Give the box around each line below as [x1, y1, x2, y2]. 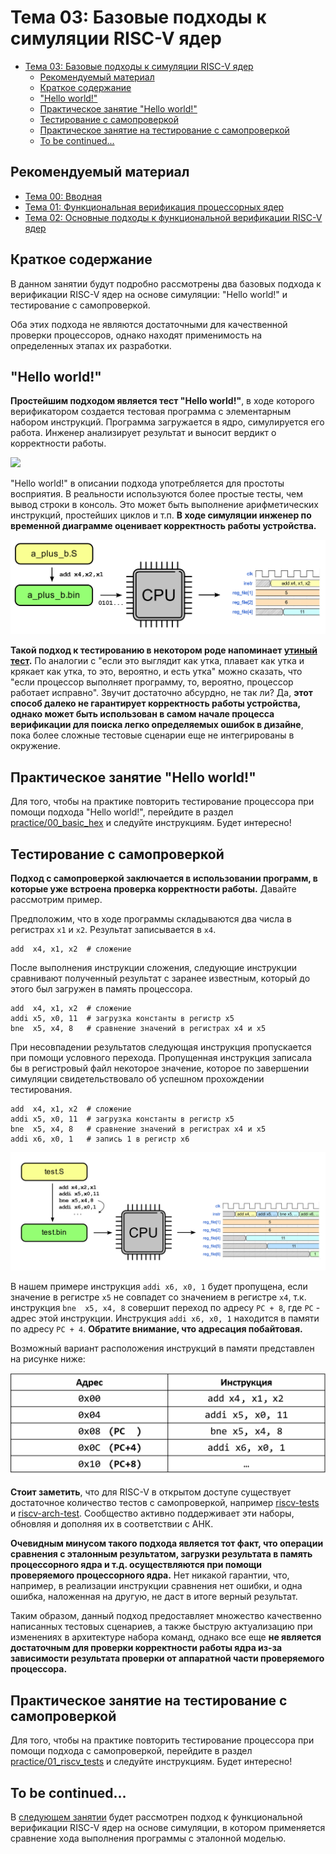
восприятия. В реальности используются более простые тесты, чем [10, 488, 304, 500]
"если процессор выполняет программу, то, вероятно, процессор [10, 676, 294, 688]
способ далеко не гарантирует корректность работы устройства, [10, 697, 301, 710]
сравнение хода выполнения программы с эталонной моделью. [10, 1832, 287, 1845]
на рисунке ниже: [10, 1353, 86, 1365]
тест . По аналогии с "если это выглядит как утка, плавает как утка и [10, 655, 305, 667]
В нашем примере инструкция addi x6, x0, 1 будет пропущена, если [10, 1281, 308, 1293]
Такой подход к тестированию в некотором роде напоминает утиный [10, 644, 318, 656]
